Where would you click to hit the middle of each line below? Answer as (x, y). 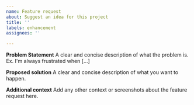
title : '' (18, 22)
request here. (22, 96)
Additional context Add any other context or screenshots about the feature (97, 90)
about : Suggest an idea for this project (57, 17)
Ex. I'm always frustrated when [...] (48, 61)
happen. (16, 79)
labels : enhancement (31, 28)
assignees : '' (23, 33)
